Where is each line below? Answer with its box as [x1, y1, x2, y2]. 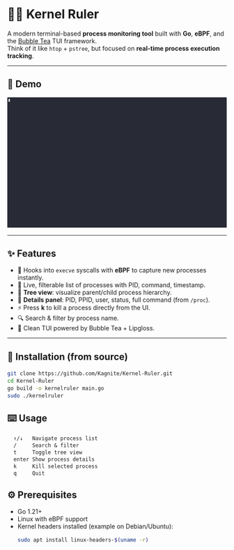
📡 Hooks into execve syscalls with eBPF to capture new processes [17, 266, 207, 275]
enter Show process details [13, 456, 95, 463]
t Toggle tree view [13, 449, 82, 456]
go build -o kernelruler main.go [7, 385, 104, 392]
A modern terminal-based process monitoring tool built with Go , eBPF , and [7, 29, 224, 38]
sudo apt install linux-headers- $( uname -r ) [17, 537, 149, 544]
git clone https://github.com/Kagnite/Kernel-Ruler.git [7, 370, 173, 377]
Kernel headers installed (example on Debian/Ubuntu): [17, 522, 174, 530]
